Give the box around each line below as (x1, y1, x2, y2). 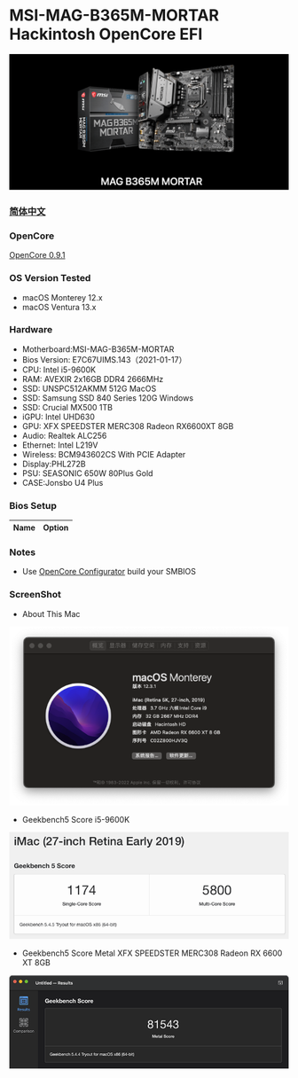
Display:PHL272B (21, 458, 86, 469)
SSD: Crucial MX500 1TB (21, 402, 114, 412)
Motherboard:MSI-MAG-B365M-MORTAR (21, 343, 175, 355)
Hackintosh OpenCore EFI (9, 24, 203, 44)
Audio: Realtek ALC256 (21, 430, 107, 441)
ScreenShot (9, 589, 62, 601)
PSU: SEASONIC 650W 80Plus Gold (21, 467, 153, 479)
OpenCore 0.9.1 (9, 250, 66, 261)
